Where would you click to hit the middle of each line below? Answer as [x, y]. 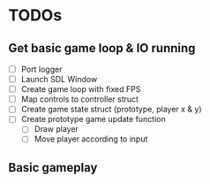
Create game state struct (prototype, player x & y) [111, 109]
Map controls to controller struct [79, 99]
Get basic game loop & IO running [102, 48]
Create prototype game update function [93, 119]
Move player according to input [91, 139]
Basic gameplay [53, 168]
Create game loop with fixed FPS [81, 89]
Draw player [56, 129]
